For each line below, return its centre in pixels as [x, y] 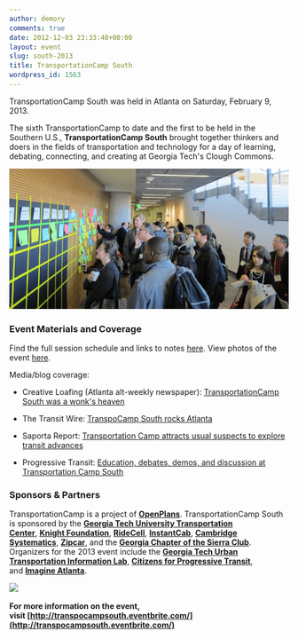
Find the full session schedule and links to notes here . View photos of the [143, 348]
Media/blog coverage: [50, 375]
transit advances [53, 446]
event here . [30, 358]
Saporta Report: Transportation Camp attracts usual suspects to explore [153, 436]
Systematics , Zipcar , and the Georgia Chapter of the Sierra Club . [130, 542]
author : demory [37, 19]
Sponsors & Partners [55, 495]
